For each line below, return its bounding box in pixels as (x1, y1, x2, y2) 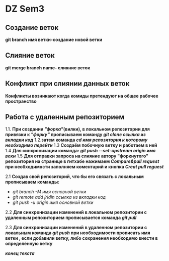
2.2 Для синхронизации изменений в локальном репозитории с (5, 209, 147, 215)
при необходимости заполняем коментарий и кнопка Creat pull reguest (5, 164, 164, 170)
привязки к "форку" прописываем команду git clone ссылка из (5, 132, 146, 138)
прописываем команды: (5, 179, 59, 185)
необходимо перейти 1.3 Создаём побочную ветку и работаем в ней (5, 142, 157, 148)
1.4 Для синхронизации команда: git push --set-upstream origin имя (5, 148, 156, 154)
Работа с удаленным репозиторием (5, 113, 125, 121)
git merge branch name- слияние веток (5, 64, 91, 71)
